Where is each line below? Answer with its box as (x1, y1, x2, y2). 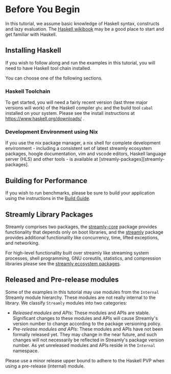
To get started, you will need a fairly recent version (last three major (5, 99, 148, 106)
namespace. (12, 347, 39, 354)
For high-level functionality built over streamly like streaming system (5, 250, 149, 256)
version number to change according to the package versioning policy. (12, 320, 162, 327)
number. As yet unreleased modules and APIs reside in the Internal (12, 342, 156, 348)
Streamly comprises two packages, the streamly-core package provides (5, 223, 157, 230)
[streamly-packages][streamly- (99, 156, 165, 162)
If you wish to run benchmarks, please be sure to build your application (5, 190, 155, 196)
